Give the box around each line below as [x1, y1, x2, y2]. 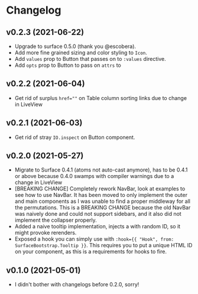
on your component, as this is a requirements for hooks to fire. [14, 248, 167, 255]
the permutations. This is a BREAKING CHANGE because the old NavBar [14, 204, 191, 211]
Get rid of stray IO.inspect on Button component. [14, 134, 135, 141]
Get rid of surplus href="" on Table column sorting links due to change [14, 94, 187, 101]
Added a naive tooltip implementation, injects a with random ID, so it [14, 223, 181, 230]
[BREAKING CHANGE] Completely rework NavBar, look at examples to [14, 185, 186, 192]
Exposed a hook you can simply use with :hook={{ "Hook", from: [14, 235, 174, 243]
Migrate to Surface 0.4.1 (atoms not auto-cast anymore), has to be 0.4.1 [14, 166, 188, 173]
